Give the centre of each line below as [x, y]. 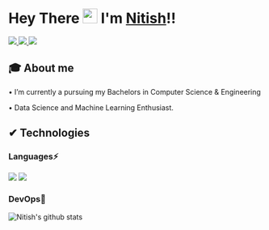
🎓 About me [41, 68]
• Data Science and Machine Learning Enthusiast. [91, 107]
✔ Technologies [49, 133]
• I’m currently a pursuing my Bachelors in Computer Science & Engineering [134, 92]
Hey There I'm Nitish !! [92, 18]
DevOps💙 [27, 199]
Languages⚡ [34, 156]
